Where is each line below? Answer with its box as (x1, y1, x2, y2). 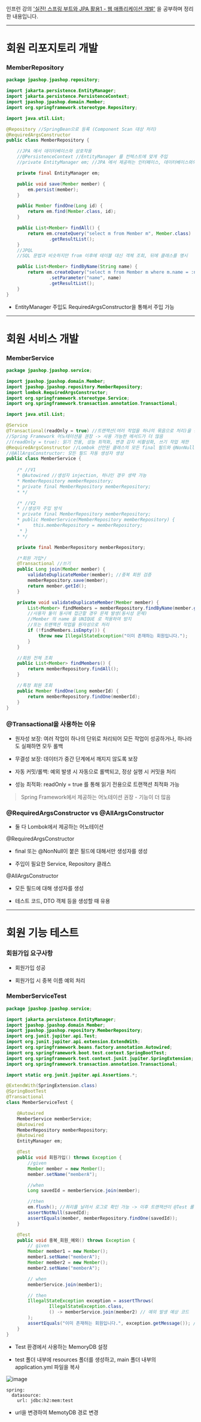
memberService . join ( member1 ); (28, 1282, 103, 1288)
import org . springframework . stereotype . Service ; (6, 395, 130, 401)
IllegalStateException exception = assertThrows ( (28, 1298, 154, 1304)
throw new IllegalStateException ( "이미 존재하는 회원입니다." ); (38, 632, 188, 639)
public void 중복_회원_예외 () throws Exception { (17, 1237, 136, 1243)
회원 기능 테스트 (6, 926, 79, 940)
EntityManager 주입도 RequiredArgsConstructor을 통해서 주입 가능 (14, 303, 175, 310)
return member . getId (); (28, 583, 87, 589)
